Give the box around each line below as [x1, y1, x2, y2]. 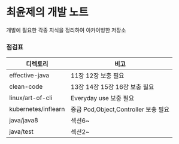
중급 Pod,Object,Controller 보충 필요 [71, 106, 169, 114]
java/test [9, 127, 34, 136]
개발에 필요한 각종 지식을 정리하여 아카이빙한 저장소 [6, 26, 126, 34]
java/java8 [9, 116, 39, 125]
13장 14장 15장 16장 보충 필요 [71, 83, 154, 91]
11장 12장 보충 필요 [71, 71, 125, 80]
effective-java [9, 71, 50, 80]
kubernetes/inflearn [9, 105, 65, 113]
